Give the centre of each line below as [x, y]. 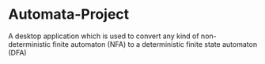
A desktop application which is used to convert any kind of [104, 36]
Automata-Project [69, 14]
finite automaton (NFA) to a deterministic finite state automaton [155, 44]
